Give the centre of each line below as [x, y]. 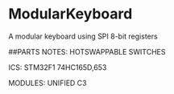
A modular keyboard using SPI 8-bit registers [83, 36]
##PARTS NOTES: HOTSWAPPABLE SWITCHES [87, 51]
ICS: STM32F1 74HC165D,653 [58, 67]
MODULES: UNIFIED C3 [48, 83]
